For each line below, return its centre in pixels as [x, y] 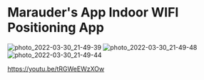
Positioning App [56, 27]
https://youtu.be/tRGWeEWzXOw [56, 69]
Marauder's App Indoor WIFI [93, 12]
